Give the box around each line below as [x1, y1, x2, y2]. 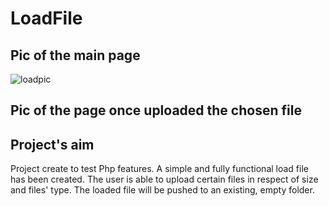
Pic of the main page [10, 47, 141, 64]
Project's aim [10, 136, 95, 153]
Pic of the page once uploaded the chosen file [10, 102, 302, 119]
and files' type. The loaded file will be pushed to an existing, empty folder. [10, 184, 315, 196]
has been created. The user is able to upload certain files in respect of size [10, 173, 319, 186]
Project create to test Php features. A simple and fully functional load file [10, 163, 309, 175]
